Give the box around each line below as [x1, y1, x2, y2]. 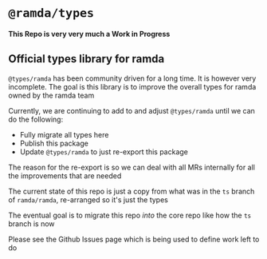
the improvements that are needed [8, 170, 122, 181]
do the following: [8, 114, 64, 124]
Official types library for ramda [8, 52, 165, 66]
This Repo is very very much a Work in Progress [8, 29, 171, 38]
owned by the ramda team [8, 90, 95, 100]
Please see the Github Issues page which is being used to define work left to [8, 234, 260, 244]
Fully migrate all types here [19, 129, 109, 139]
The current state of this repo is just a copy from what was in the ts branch [8, 186, 255, 196]
